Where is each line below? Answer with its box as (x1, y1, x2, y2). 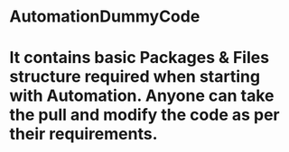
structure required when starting (9, 67, 260, 87)
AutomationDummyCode (9, 6, 200, 27)
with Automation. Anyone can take (9, 85, 275, 106)
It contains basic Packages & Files (9, 48, 269, 68)
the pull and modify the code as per (9, 105, 280, 125)
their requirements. (9, 124, 158, 145)
